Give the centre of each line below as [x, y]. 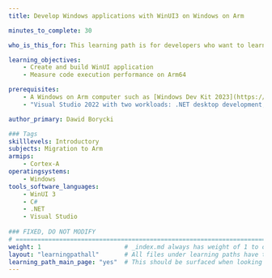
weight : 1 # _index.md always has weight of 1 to [134, 247]
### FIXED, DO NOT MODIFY [52, 232]
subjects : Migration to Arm [56, 149]
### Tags [23, 134]
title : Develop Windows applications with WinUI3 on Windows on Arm [126, 16]
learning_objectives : [45, 60]
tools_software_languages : [54, 186]
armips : [21, 156]
